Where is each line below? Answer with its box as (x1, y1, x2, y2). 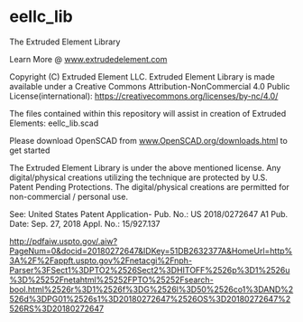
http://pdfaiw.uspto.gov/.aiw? (9, 235, 118, 246)
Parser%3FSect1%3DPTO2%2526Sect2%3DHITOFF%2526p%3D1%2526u (9, 264, 290, 275)
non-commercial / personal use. (9, 191, 129, 202)
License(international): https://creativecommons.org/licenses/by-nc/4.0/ (9, 90, 279, 101)
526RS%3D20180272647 (9, 303, 105, 314)
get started (9, 145, 50, 156)
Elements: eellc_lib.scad (9, 118, 99, 128)
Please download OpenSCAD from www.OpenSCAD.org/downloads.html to (9, 135, 289, 146)
